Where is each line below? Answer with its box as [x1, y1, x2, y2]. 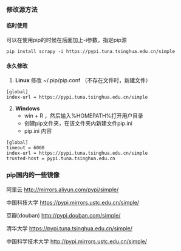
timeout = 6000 [6, 145, 45, 151]
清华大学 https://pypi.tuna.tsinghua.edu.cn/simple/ [6, 224, 132, 232]
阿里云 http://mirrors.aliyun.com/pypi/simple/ [6, 186, 119, 193]
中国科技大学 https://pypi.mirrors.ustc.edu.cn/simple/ [6, 199, 140, 206]
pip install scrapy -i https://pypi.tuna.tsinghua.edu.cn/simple [6, 49, 175, 55]
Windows [15, 105, 40, 112]
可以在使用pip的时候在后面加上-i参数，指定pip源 [6, 37, 127, 44]
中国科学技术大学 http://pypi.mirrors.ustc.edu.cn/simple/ [6, 238, 148, 245]
